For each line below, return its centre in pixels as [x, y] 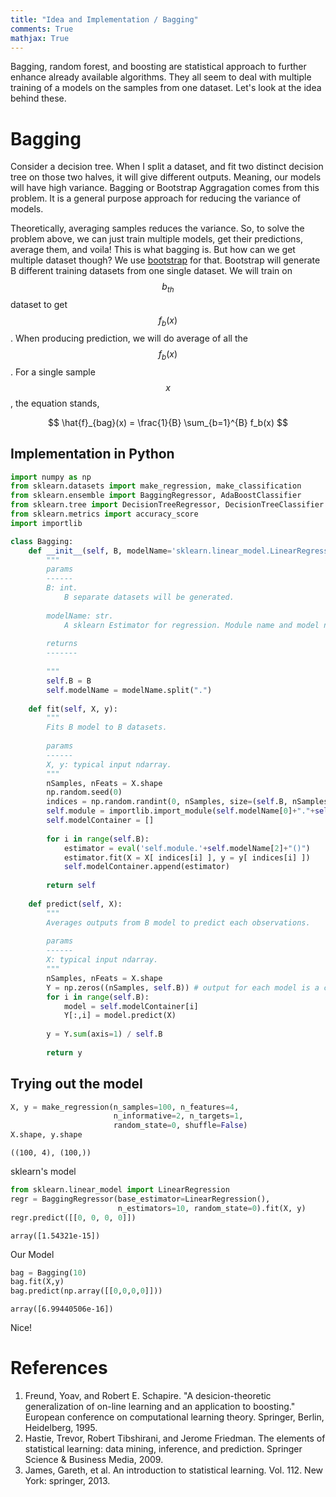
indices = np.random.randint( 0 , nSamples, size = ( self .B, [167, 802]
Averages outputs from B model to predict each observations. [178, 922]
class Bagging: [42, 541]
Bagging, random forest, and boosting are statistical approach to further [158, 67]
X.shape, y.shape [46, 1135]
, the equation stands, [55, 403]
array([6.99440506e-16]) [62, 1309]
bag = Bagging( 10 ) [48, 1272]
